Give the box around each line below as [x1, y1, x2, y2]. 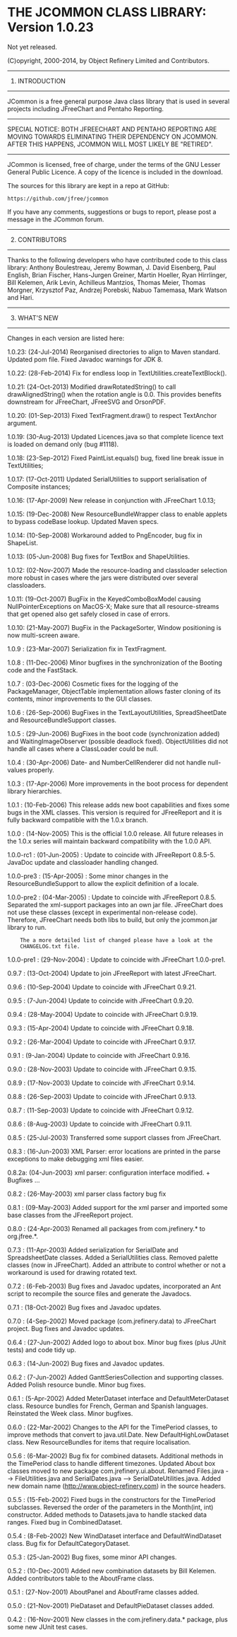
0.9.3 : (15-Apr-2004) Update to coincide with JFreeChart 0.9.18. [7, 1023, 194, 1032]
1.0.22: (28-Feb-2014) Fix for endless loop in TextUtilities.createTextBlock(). [7, 368, 227, 377]
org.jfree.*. [7, 1232, 39, 1240]
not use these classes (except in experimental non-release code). [7, 908, 198, 916]
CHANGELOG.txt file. [20, 943, 80, 950]
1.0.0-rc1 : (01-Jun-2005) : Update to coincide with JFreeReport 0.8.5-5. [7, 850, 216, 859]
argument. [7, 419, 37, 427]
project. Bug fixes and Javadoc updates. [7, 1324, 125, 1333]
